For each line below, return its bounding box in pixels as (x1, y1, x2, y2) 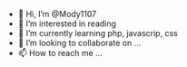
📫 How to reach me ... (17, 48, 103, 58)
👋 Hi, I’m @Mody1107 (17, 9, 97, 19)
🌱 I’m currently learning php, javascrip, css (17, 28, 179, 38)
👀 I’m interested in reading (17, 18, 116, 29)
